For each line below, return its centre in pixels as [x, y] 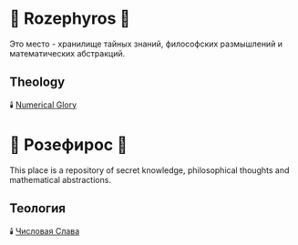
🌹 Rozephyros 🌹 [70, 19]
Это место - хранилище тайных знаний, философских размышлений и [146, 44]
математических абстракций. [67, 53]
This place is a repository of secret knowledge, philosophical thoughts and [149, 170]
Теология [38, 209]
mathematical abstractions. [61, 179]
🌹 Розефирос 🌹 [68, 144]
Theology [37, 82]
